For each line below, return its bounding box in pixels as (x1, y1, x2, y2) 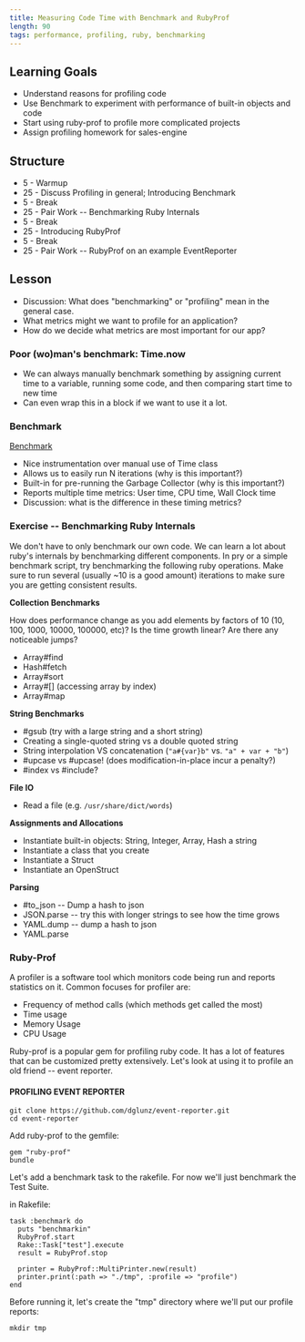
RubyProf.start (17, 1233, 76, 1242)
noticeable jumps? (9, 634, 78, 645)
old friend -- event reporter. (9, 1065, 114, 1076)
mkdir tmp (9, 1324, 47, 1333)
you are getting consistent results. (9, 579, 137, 590)
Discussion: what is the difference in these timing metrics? (22, 497, 242, 508)
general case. (22, 305, 75, 316)
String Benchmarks (9, 708, 85, 719)
